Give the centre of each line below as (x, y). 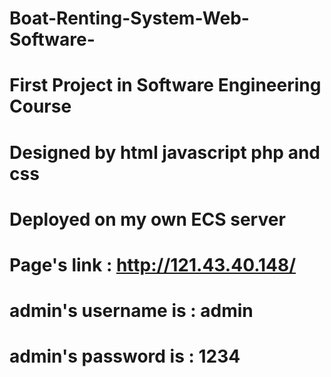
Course (40, 106)
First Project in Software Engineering (165, 85)
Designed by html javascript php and (165, 152)
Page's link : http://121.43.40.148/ (153, 264)
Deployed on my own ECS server (147, 219)
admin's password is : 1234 (125, 356)
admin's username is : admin (131, 311)
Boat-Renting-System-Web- (129, 18)
